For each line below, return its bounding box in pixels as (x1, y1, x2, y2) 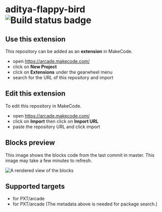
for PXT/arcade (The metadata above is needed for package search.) (12, 201, 158, 207)
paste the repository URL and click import (12, 124, 100, 130)
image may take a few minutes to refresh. (5, 157, 92, 163)
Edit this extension (5, 89, 66, 98)
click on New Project (12, 64, 57, 69)
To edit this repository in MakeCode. (5, 103, 82, 109)
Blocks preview (5, 138, 55, 147)
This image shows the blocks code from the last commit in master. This (5, 152, 155, 158)
